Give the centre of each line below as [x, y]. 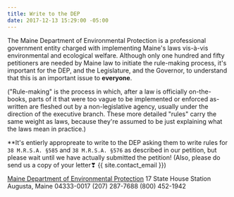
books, [17, 99]
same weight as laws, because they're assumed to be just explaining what [115, 121]
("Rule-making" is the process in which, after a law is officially [98, 91]
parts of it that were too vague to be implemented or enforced [118, 99]
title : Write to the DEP [44, 14]
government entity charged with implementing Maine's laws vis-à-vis [108, 48]
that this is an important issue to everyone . [70, 77]
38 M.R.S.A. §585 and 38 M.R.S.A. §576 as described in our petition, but [112, 150]
